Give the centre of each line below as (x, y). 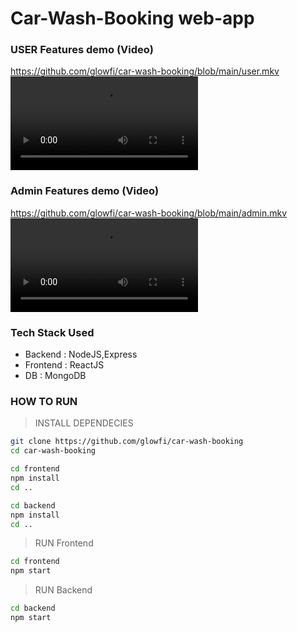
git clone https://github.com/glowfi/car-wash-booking (127, 442)
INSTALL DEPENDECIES (84, 423)
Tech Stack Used (52, 332)
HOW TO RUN (44, 401)
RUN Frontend (64, 543)
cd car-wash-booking (53, 451)
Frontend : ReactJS (64, 365)
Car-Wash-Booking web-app (132, 18)
